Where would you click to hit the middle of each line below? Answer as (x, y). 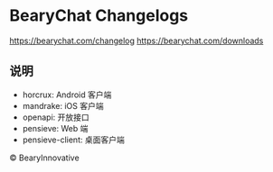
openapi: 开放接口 (56, 117)
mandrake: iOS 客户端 (63, 105)
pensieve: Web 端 (55, 128)
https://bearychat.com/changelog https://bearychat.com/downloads (136, 41)
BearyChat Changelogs (99, 16)
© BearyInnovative (44, 158)
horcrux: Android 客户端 (67, 95)
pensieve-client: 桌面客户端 (73, 140)
